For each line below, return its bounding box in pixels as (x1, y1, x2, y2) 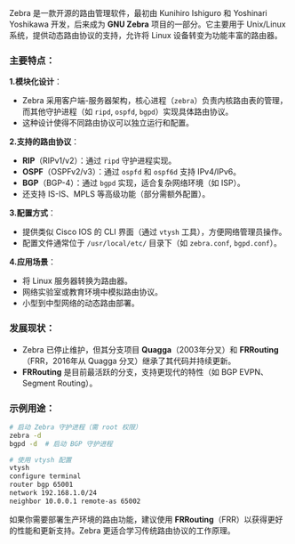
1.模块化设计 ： (9, 77, 62, 87)
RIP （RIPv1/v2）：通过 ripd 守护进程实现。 (21, 155, 177, 166)
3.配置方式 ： (9, 207, 56, 218)
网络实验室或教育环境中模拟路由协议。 (21, 287, 163, 297)
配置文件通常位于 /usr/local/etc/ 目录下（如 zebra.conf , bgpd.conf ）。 (21, 238, 283, 248)
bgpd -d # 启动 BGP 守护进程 (9, 439, 113, 448)
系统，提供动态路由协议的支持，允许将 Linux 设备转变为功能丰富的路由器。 (9, 30, 283, 40)
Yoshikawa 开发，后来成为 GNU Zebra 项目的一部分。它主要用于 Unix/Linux (9, 19, 286, 29)
